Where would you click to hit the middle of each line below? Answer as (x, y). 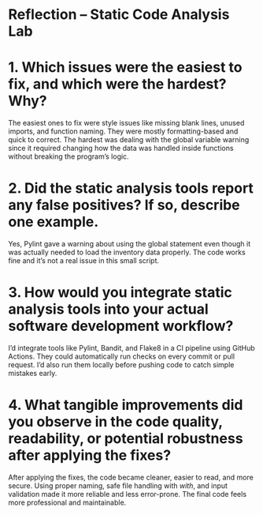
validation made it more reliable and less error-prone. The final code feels (127, 494)
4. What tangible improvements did (126, 405)
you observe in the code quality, (115, 422)
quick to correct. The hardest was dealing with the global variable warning (129, 140)
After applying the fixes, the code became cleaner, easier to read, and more (131, 477)
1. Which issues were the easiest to (125, 68)
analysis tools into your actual (108, 309)
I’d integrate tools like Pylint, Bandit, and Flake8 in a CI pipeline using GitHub (132, 348)
